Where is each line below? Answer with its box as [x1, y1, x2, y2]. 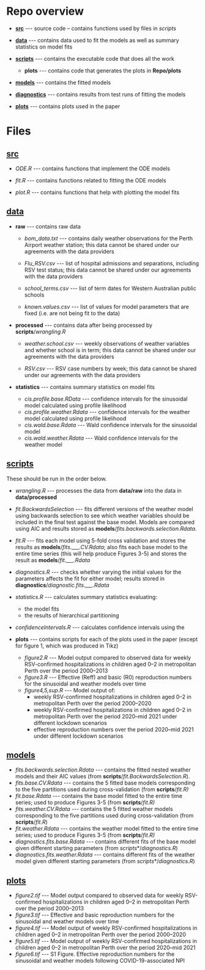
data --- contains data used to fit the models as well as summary [15, 36, 179, 44]
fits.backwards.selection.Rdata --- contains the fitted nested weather [15, 766, 191, 773]
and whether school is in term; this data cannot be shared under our [24, 346, 196, 354]
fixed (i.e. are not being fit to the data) [24, 309, 121, 317]
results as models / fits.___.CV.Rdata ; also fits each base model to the [15, 543, 188, 550]
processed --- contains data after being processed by [15, 321, 153, 329]
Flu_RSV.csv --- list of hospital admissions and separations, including [24, 259, 199, 267]
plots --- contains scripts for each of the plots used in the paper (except [15, 635, 198, 643]
